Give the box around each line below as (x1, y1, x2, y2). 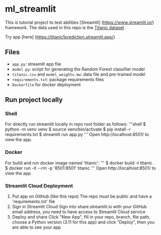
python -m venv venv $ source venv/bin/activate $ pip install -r (5, 126, 131, 132)
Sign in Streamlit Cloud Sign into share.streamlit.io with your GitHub (12, 204, 147, 210)
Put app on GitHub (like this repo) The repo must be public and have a (12, 193, 152, 200)
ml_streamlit (5, 3, 56, 15)
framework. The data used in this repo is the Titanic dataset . (5, 24, 127, 30)
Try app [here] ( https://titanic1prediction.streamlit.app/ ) (5, 34, 115, 40)
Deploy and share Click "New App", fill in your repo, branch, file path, (12, 214, 150, 220)
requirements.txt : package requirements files (12, 76, 104, 82)
